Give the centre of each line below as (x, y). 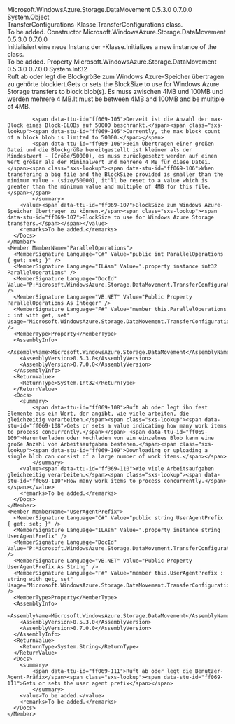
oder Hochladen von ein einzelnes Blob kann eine (141, 438)
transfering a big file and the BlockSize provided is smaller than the (115, 175)
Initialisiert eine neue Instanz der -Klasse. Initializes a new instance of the (112, 47)
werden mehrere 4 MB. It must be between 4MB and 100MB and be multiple (116, 99)
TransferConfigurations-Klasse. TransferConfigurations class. (95, 25)
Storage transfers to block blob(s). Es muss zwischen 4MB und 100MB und (115, 91)
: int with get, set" (39, 315)
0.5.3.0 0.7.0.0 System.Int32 (47, 69)
